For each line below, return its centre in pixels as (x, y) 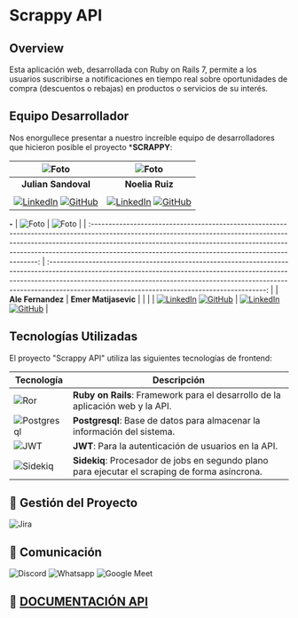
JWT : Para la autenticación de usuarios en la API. (175, 446)
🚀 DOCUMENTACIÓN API (79, 602)
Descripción (179, 380)
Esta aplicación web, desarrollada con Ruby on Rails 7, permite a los (133, 69)
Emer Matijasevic (103, 299)
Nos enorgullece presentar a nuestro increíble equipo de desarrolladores (142, 138)
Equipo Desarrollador (69, 116)
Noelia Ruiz (149, 184)
